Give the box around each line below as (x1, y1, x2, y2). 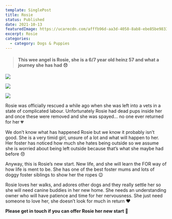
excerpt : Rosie (5, 31, 38, 36)
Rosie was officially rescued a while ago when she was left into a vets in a (5, 102, 161, 108)
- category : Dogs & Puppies (10, 41, 70, 46)
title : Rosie (5, 12, 33, 17)
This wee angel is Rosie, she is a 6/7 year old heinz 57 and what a (17, 57, 160, 63)
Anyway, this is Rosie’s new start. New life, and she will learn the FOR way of (5, 161, 167, 167)
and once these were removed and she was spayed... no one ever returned (5, 113, 164, 120)
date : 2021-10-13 (5, 22, 42, 27)
